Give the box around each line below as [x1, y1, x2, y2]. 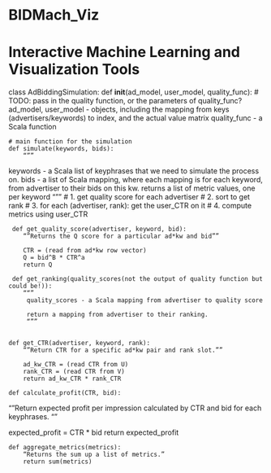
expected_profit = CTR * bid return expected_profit [8, 427, 179, 437]
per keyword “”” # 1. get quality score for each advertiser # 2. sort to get [8, 192, 250, 202]
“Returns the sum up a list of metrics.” [23, 450, 165, 459]
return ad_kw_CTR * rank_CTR [23, 374, 122, 383]
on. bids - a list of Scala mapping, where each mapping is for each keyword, [8, 175, 264, 185]
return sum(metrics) [23, 458, 92, 466]
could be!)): [8, 282, 53, 291]
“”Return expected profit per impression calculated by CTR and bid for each [8, 403, 262, 413]
